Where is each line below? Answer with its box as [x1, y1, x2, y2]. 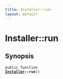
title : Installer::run [5, 7, 51, 12]
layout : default [5, 12, 38, 17]
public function [5, 65, 38, 70]
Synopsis [5, 52, 34, 60]
